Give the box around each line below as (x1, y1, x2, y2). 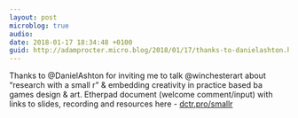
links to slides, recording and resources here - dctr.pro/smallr (9, 98, 233, 109)
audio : (9, 29, 34, 38)
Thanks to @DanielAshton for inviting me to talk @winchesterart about (9, 70, 266, 81)
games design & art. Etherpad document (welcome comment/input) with (9, 90, 273, 100)
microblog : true (9, 21, 69, 30)
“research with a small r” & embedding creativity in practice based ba (9, 80, 263, 90)
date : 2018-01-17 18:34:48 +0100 (9, 37, 133, 47)
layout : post (9, 12, 58, 22)
